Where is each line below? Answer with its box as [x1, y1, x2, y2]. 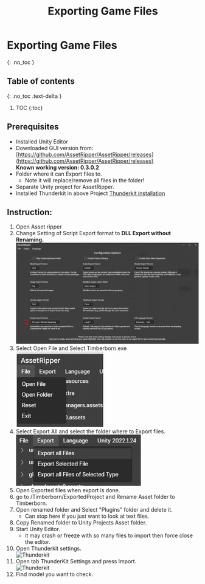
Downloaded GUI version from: [15, 144, 94, 151]
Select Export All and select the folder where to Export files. [15, 427, 166, 435]
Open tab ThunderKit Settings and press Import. [15, 557, 137, 565]
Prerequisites [7, 122, 59, 132]
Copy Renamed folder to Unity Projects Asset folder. [15, 518, 147, 526]
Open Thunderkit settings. [15, 544, 82, 552]
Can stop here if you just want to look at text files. [24, 512, 150, 520]
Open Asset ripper [15, 223, 62, 230]
